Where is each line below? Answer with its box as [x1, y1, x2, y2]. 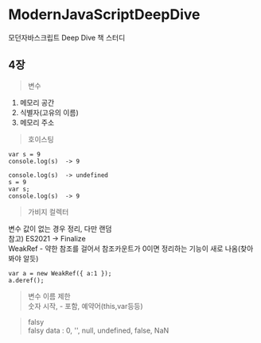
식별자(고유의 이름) [19, 107, 79, 117]
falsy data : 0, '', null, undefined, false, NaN [27, 326, 169, 335]
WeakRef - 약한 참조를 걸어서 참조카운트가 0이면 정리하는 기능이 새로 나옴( [8, 244, 241, 253]
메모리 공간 [19, 98, 55, 107]
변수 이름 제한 [27, 291, 71, 301]
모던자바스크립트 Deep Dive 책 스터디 [8, 33, 126, 42]
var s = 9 [8, 150, 41, 158]
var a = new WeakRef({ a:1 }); [8, 269, 112, 277]
